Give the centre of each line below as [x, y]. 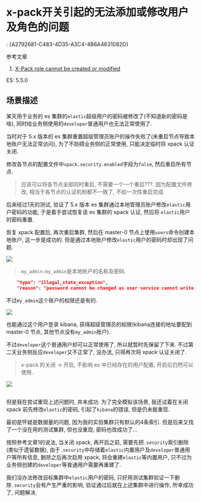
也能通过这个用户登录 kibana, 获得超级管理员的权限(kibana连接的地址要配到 [99, 324]
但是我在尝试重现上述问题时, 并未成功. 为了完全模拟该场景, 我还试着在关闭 [97, 401]
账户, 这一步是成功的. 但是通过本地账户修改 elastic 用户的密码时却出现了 [100, 240]
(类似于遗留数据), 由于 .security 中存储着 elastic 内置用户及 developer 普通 [96, 449]
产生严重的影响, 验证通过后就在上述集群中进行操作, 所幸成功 [120, 485]
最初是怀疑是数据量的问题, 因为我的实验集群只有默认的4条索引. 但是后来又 [97, 422]
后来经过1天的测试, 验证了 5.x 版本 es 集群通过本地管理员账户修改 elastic [96, 204]
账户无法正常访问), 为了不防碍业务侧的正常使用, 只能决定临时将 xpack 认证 [103, 144]
